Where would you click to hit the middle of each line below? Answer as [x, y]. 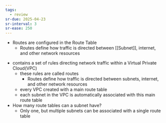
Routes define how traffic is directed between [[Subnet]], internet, [88, 48]
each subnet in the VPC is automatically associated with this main [87, 95]
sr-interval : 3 [21, 24]
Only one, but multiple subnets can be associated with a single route [90, 111]
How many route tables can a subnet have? [57, 105]
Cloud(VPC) [25, 68]
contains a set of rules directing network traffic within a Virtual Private [84, 63]
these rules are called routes [49, 73]
